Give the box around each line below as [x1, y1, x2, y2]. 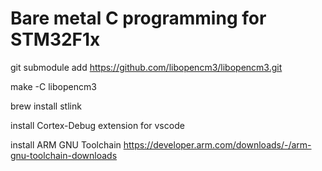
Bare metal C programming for [10, 7, 267, 30]
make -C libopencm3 [10, 80, 97, 92]
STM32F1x [10, 28, 101, 51]
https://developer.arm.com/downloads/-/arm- [123, 138, 312, 151]
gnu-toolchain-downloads [10, 149, 118, 161]
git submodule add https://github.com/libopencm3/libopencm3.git [10, 61, 283, 73]
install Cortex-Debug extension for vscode [10, 119, 185, 131]
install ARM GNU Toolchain [10, 138, 122, 151]
